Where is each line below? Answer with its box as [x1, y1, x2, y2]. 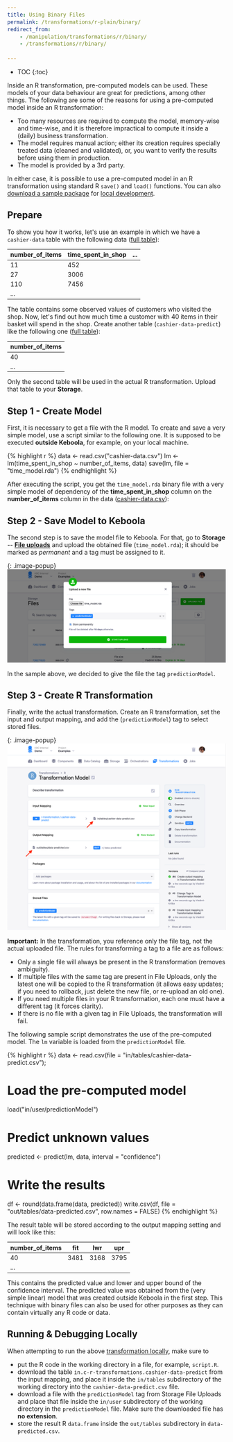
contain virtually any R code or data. [7, 1308, 111, 1316]
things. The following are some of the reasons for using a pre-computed [7, 96, 214, 104]
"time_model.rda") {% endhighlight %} [7, 467, 117, 475]
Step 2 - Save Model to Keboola [7, 514, 146, 527]
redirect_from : [7, 26, 51, 33]
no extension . [17, 1411, 58, 1420]
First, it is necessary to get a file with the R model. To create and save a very [7, 424, 225, 432]
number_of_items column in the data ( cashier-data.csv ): [7, 495, 169, 503]
